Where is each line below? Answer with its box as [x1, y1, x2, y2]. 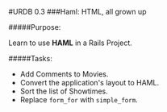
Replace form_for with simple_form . [19, 95, 139, 104]
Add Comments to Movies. [19, 69, 109, 79]
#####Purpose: [8, 23, 61, 31]
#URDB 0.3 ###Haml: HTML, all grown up [8, 7, 147, 16]
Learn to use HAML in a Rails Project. [8, 38, 132, 48]
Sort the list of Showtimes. [19, 86, 109, 96]
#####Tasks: [8, 54, 52, 63]
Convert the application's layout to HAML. [19, 78, 160, 87]
